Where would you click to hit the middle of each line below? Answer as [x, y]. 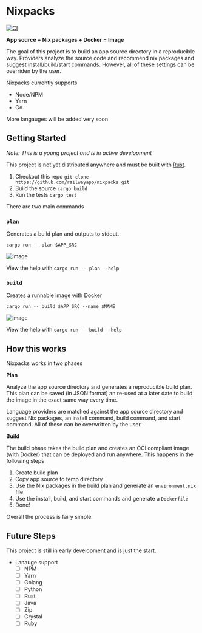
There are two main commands [45, 206]
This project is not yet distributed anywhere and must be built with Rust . [96, 165]
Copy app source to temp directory [59, 479]
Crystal [33, 617]
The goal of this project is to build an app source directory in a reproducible [101, 51]
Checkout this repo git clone [52, 176]
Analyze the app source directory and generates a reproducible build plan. [99, 387]
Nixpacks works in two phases [45, 363]
